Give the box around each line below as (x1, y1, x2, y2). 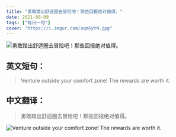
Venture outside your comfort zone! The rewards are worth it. (20, 77, 171, 84)
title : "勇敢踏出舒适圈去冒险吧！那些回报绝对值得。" (6, 8, 123, 15)
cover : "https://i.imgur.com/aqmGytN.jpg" (6, 25, 113, 31)
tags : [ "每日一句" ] (6, 19, 51, 25)
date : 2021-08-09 (6, 14, 49, 20)
